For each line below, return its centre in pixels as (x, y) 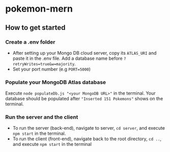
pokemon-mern (39, 9)
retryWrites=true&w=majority (44, 64)
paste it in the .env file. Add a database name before (68, 58)
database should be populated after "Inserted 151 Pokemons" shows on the (84, 99)
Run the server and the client (42, 117)
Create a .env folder (30, 42)
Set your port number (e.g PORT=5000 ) (51, 69)
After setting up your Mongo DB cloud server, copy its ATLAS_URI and (84, 53)
